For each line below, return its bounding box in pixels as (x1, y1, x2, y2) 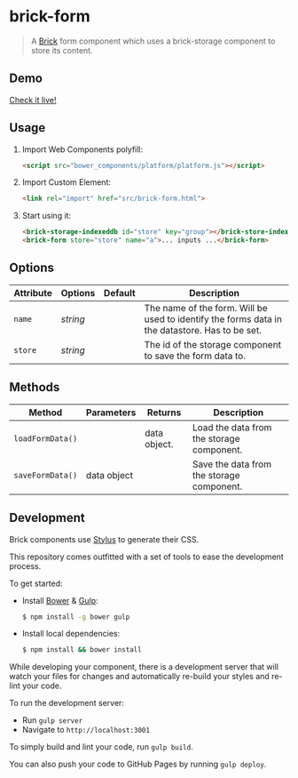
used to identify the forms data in (144, 313, 282, 325)
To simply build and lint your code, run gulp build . (9, 742, 193, 752)
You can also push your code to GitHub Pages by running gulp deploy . (9, 758, 267, 770)
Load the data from (192, 421, 272, 433)
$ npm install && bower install (21, 646, 142, 654)
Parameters (85, 406, 137, 419)
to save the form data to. (144, 349, 247, 362)
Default (103, 286, 136, 299)
